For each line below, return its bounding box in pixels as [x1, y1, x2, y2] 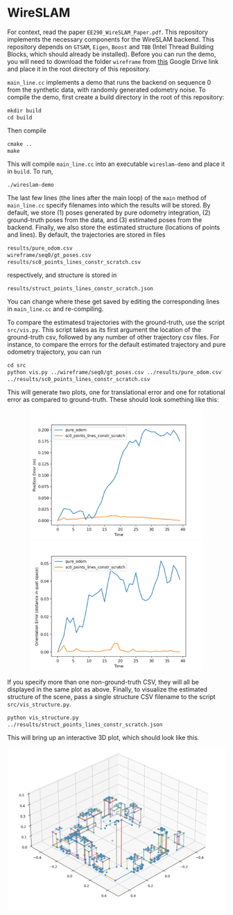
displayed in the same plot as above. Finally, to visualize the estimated [7, 685, 208, 694]
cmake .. [7, 140, 33, 147]
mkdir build [7, 107, 42, 114]
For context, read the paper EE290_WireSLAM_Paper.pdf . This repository [7, 28, 208, 36]
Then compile [7, 126, 46, 135]
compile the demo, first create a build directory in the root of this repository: [7, 92, 225, 101]
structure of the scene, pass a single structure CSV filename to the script [7, 692, 216, 700]
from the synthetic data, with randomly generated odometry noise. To [7, 85, 206, 94]
